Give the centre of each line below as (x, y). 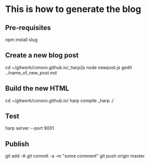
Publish (17, 144)
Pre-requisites (28, 28)
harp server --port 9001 (30, 128)
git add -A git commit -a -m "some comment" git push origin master (75, 156)
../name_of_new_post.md (31, 72)
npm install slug (21, 39)
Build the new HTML (37, 88)
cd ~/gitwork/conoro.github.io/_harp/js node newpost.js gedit (69, 67)
